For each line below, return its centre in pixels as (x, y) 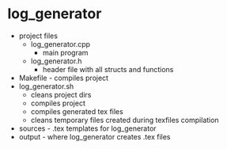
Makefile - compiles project (63, 78)
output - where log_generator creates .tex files (95, 136)
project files (38, 36)
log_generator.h (56, 61)
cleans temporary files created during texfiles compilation (125, 120)
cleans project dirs (61, 94)
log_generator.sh (46, 86)
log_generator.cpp (61, 44)
